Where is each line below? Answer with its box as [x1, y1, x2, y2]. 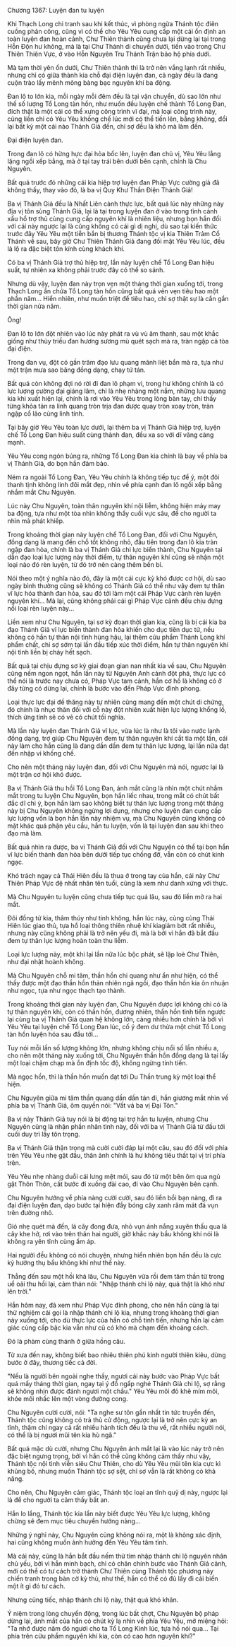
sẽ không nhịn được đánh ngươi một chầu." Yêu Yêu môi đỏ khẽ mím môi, [7, 1387, 220, 1395]
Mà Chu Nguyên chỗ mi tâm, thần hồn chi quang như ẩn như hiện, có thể [7, 971, 218, 980]
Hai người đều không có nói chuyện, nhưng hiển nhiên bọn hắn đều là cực [7, 1251, 222, 1259]
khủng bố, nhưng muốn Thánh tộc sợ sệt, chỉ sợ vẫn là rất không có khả [7, 1467, 216, 1475]
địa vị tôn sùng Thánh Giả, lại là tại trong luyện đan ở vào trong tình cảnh [7, 207, 218, 215]
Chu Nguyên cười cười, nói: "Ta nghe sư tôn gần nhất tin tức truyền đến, [7, 1408, 216, 1417]
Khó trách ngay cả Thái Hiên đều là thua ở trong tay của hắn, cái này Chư [7, 872, 220, 879]
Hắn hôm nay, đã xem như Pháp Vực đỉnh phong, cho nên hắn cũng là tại [7, 1301, 220, 1309]
